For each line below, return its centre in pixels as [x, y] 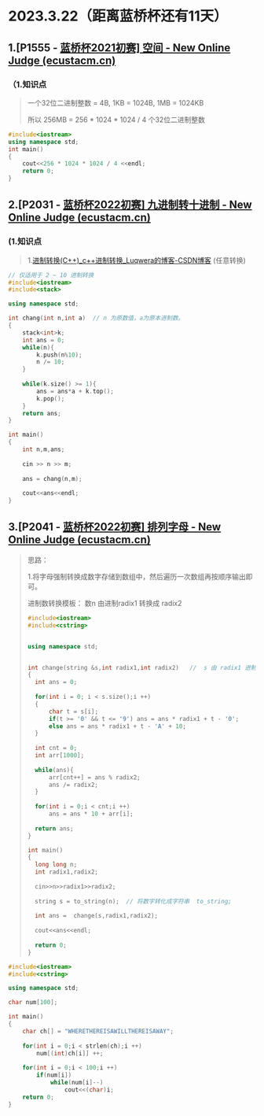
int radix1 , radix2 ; [67, 872]
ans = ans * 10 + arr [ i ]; [91, 814]
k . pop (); [51, 398]
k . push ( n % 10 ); [59, 355]
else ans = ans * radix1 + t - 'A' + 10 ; [117, 726]
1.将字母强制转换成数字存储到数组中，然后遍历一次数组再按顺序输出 [136, 576]
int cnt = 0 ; [56, 748]
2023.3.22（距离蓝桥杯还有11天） [118, 16]
